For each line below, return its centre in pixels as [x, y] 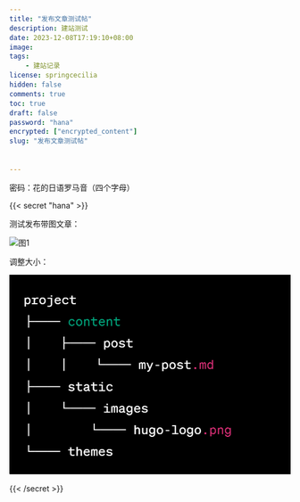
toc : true [28, 103]
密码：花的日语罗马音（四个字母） [72, 187]
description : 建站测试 [49, 28]
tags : [19, 57]
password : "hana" [42, 122]
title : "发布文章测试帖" [50, 19]
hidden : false [36, 85]
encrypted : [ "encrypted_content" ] [74, 132]
